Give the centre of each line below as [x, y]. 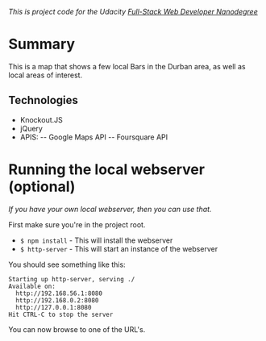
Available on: [32, 286]
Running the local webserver [107, 169]
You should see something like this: [67, 264]
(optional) [42, 187]
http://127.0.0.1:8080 [54, 307]
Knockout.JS [41, 119]
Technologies [44, 100]
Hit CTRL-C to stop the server [61, 314]
